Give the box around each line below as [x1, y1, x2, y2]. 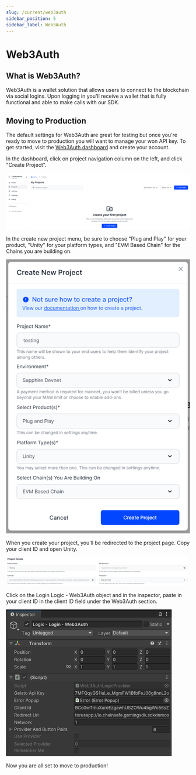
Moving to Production [6, 116, 86, 126]
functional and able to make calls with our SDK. [6, 99, 120, 106]
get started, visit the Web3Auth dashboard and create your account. [6, 144, 170, 151]
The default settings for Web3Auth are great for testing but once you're [6, 132, 178, 139]
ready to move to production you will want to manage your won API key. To [6, 138, 186, 145]
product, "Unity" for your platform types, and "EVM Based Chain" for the [6, 242, 181, 249]
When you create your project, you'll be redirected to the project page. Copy [6, 539, 190, 546]
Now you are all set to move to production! [6, 762, 108, 769]
